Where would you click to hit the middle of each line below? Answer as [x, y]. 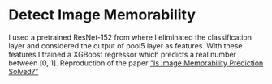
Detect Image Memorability [102, 15]
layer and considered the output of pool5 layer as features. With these [125, 45]
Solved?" [24, 71]
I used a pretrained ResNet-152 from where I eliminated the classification [130, 37]
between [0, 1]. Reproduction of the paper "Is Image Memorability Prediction [136, 63]
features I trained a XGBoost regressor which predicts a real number [123, 54]
